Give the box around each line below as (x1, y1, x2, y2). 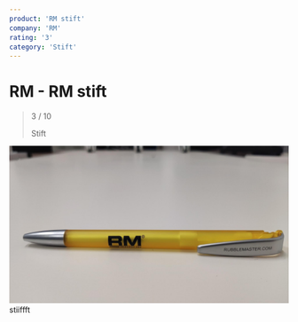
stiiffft (9, 304, 31, 315)
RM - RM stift (9, 82, 107, 102)
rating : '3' (9, 33, 53, 42)
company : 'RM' (9, 23, 62, 33)
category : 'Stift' (9, 43, 77, 51)
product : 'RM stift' (9, 14, 86, 23)
